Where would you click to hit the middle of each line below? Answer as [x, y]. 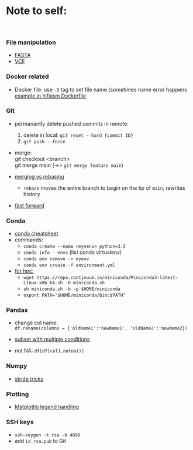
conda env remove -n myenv [56, 259]
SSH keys [20, 422]
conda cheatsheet [36, 234]
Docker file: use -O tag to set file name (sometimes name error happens [101, 89]
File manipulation [31, 42]
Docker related [27, 76]
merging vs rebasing [39, 176]
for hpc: [24, 271]
